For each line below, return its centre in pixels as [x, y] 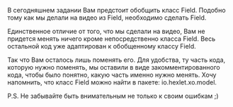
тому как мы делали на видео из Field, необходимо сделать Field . [107, 18]
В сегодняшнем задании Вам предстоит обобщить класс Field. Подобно [116, 10]
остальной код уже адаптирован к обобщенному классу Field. [102, 46]
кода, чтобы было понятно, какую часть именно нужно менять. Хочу [112, 75]
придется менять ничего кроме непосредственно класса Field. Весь [112, 39]
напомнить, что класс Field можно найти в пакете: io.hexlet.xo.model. [112, 82]
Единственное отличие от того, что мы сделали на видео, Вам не [106, 31]
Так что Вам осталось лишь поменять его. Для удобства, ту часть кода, [116, 60]
